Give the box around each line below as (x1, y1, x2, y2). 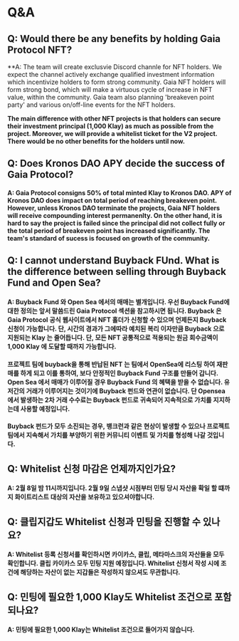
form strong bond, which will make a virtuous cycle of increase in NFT (7, 85, 213, 93)
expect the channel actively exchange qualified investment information (7, 71, 215, 78)
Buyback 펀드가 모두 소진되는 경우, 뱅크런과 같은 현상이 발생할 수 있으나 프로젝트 (7, 422, 230, 431)
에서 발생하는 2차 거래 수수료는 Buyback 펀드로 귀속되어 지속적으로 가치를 (7, 395, 212, 404)
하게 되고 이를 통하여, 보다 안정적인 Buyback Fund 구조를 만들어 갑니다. (20, 368, 218, 377)
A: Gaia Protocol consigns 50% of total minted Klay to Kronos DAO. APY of (7, 188, 232, 197)
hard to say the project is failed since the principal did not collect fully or (7, 219, 225, 227)
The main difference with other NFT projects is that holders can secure (7, 115, 221, 123)
